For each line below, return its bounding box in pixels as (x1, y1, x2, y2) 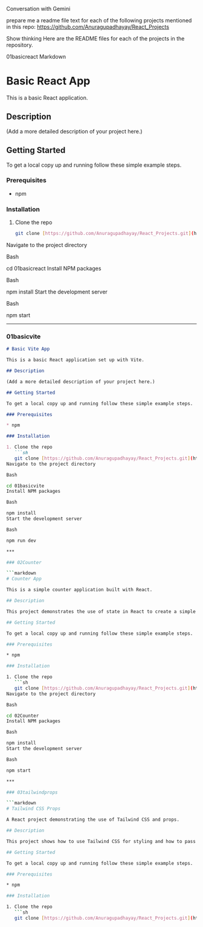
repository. (6, 42, 33, 48)
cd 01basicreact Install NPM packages (6, 265, 101, 272)
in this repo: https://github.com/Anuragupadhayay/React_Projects (6, 24, 169, 30)
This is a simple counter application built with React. (6, 587, 153, 593)
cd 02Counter (6, 713, 39, 719)
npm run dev (6, 537, 36, 544)
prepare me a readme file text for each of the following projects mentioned (6, 17, 192, 24)
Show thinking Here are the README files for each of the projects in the (6, 35, 185, 42)
